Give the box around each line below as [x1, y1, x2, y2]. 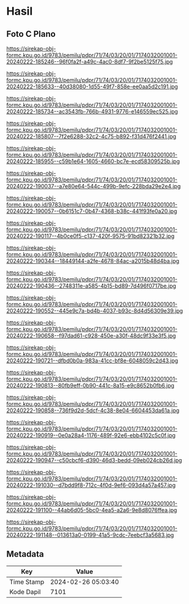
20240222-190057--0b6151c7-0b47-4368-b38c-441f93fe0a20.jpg [6, 207, 177, 215]
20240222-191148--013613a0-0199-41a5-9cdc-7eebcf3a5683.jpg [6, 532, 174, 538]
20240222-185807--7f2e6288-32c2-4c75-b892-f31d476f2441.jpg [6, 133, 177, 140]
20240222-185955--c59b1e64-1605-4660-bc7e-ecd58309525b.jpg [6, 158, 180, 165]
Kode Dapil [9, 587, 41, 596]
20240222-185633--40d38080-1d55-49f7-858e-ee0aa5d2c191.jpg [6, 83, 178, 90]
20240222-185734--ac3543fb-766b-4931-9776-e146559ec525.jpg [6, 108, 178, 115]
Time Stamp [9, 578, 45, 586]
